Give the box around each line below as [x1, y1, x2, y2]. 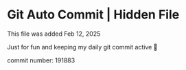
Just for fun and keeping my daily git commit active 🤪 [7, 43, 158, 51]
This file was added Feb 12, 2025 [7, 30, 101, 38]
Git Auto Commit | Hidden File [7, 7, 180, 23]
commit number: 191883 [7, 56, 75, 65]
